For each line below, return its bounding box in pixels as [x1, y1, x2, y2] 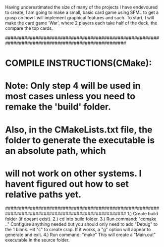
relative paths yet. [5, 188, 82, 200]
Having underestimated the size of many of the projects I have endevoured [5, 4, 158, 10]
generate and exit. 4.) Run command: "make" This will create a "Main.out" [5, 232, 156, 238]
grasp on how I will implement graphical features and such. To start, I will [5, 15, 154, 20]
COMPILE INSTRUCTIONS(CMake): [5, 58, 152, 69]
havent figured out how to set [5, 178, 129, 189]
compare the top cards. [5, 25, 53, 31]
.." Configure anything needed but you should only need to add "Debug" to [5, 221, 158, 227]
